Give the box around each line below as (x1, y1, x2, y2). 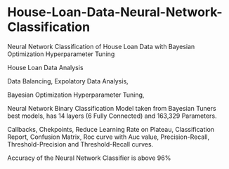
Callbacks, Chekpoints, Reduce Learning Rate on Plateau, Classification (7, 125, 215, 133)
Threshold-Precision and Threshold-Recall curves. (7, 140, 154, 148)
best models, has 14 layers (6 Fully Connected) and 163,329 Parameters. (7, 111, 217, 120)
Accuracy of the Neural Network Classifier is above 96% (7, 154, 171, 162)
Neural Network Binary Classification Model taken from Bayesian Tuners (7, 104, 216, 112)
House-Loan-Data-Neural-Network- (7, 4, 223, 20)
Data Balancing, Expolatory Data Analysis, (7, 76, 129, 85)
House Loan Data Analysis (7, 63, 84, 72)
